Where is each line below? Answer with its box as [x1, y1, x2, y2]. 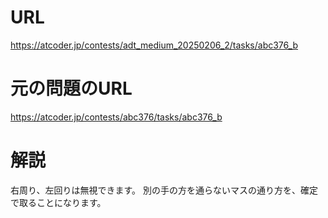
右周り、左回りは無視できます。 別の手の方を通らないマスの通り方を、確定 [10, 184, 318, 196]
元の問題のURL [10, 77, 133, 100]
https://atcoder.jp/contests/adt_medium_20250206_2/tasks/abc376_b [10, 39, 299, 51]
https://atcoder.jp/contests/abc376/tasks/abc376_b [10, 111, 223, 123]
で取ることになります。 [10, 196, 107, 208]
